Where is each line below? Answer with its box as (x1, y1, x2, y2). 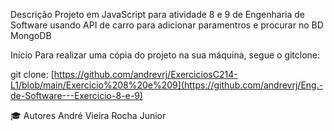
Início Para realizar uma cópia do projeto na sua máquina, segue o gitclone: (10, 49, 321, 61)
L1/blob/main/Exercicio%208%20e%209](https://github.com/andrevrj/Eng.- (10, 79, 324, 91)
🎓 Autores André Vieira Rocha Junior (10, 110, 167, 121)
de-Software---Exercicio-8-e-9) (10, 90, 143, 101)
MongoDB (10, 30, 52, 41)
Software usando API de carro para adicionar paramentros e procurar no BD (10, 19, 324, 31)
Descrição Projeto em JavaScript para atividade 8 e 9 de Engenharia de (10, 9, 306, 20)
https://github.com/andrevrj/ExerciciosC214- (53, 69, 238, 80)
